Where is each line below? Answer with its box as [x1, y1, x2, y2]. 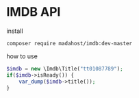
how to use [6, 52, 38, 60]
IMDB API [6, 4, 61, 20]
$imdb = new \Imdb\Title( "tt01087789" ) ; [6, 65, 124, 72]
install [6, 27, 23, 35]
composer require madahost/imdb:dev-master [6, 40, 133, 47]
